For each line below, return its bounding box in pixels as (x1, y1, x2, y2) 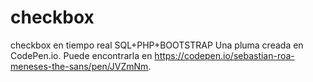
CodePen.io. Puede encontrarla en (10, 49, 153, 61)
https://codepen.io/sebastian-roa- (154, 49, 295, 61)
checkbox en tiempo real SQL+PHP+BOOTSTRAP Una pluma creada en (10, 39, 304, 51)
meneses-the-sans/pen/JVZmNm (10, 60, 149, 72)
